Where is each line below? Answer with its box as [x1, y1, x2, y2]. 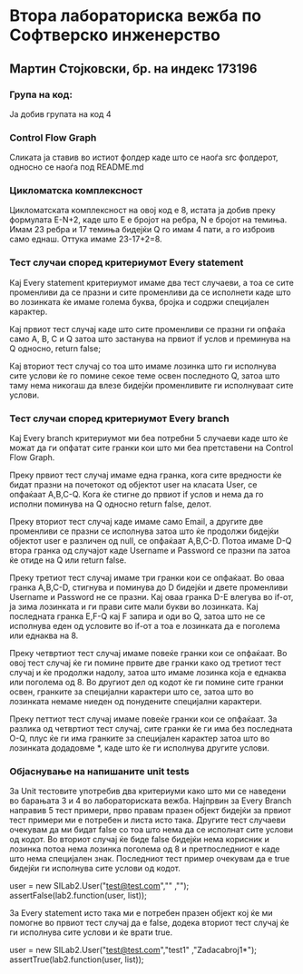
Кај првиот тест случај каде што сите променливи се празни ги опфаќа [9, 323, 286, 334]
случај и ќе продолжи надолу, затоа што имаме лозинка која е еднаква [9, 667, 287, 678]
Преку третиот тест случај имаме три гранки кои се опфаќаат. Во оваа [9, 573, 285, 584]
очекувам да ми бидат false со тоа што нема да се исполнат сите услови [9, 824, 293, 835]
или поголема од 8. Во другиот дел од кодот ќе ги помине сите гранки [9, 677, 284, 688]
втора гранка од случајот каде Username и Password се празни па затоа [9, 546, 291, 556]
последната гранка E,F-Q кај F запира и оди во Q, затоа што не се [9, 611, 266, 622]
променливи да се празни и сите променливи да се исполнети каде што [9, 287, 292, 298]
